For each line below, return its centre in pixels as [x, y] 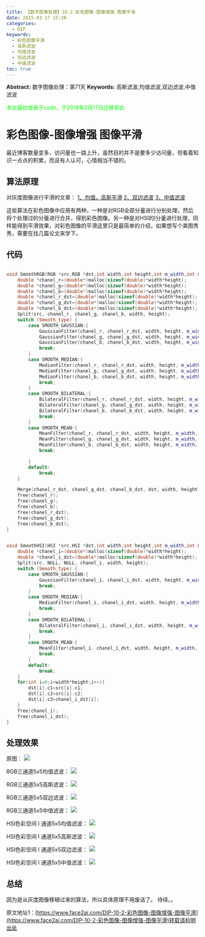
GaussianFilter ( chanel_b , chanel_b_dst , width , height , [111, 343]
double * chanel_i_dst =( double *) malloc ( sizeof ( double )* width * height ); [108, 557]
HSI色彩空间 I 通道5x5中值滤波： [47, 862]
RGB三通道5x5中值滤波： [38, 810]
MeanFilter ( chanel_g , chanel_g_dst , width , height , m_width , [118, 439]
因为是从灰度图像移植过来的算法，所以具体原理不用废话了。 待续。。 [91, 900]
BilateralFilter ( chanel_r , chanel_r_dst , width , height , [113, 399]
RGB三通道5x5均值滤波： [38, 772]
